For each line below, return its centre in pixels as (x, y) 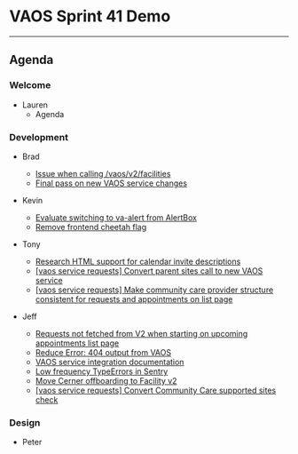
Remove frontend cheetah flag (91, 227)
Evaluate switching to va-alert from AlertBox (116, 217)
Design (25, 422)
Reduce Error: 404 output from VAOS (103, 352)
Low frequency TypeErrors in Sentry (102, 371)
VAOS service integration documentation (110, 362)
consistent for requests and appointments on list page (134, 299)
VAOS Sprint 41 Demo (90, 16)
